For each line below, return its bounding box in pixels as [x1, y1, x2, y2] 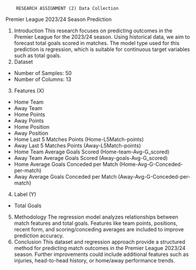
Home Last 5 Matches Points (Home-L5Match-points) [13, 136, 144, 143]
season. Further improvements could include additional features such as [13, 251, 189, 258]
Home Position [13, 124, 50, 130]
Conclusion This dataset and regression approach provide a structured [13, 238, 185, 245]
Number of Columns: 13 [13, 76, 72, 83]
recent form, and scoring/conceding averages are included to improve [13, 226, 184, 233]
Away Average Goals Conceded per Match [13, 173, 117, 180]
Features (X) [13, 87, 45, 94]
